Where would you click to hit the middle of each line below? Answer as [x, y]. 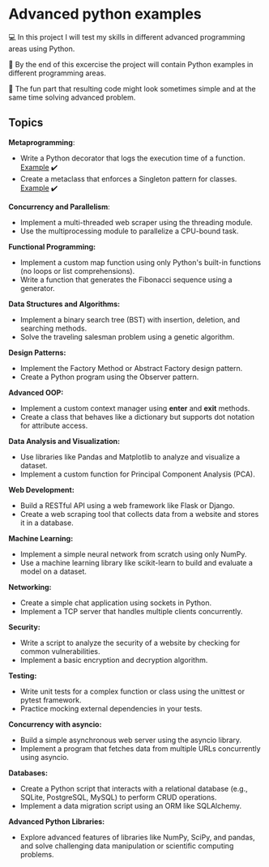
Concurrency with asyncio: [55, 724]
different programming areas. [58, 73]
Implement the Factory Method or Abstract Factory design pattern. [131, 368]
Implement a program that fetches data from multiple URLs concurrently [140, 748]
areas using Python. [42, 49]
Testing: [23, 675]
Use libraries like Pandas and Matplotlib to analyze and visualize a [130, 457]
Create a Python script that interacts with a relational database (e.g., [134, 788]
